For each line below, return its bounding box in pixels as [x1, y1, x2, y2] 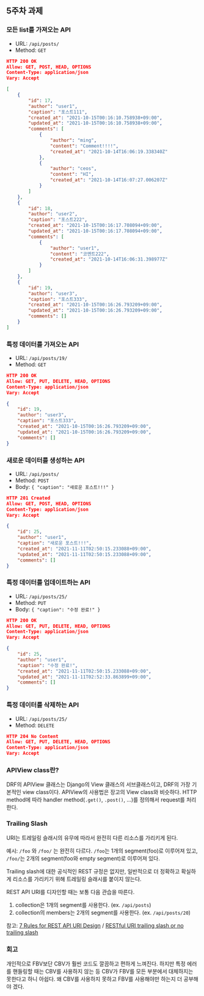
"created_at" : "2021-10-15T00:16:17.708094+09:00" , [28, 222, 163, 229]
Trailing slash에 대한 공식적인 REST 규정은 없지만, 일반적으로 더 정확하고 [6, 867, 180, 875]
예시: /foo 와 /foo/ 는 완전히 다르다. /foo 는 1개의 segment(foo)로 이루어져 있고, [6, 847, 198, 854]
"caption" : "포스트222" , [28, 217, 87, 223]
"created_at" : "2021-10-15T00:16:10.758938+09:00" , [28, 115, 163, 121]
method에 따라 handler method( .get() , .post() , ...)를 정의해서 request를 [6, 796, 185, 804]
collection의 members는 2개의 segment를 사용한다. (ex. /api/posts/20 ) [15, 909, 191, 916]
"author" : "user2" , [28, 211, 78, 217]
